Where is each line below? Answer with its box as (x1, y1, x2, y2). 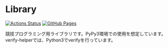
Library (5, 4, 37, 15)
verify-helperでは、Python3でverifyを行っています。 (5, 37, 116, 43)
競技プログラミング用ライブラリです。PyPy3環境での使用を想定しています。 (5, 30, 166, 36)
